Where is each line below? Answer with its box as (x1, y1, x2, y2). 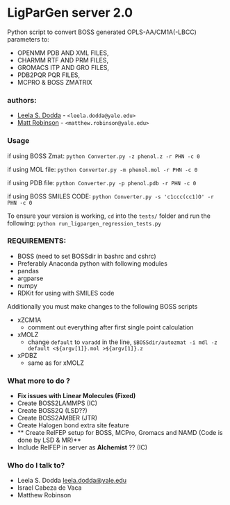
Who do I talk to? (7, 461, 65, 470)
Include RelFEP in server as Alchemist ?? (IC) (17, 443, 148, 452)
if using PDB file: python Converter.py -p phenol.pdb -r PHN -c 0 (7, 178, 197, 187)
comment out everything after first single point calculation (27, 323, 194, 331)
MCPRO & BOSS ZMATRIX (17, 78, 92, 86)
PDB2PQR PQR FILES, (17, 71, 81, 79)
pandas (17, 266, 40, 275)
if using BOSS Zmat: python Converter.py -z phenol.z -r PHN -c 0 (7, 151, 200, 160)
